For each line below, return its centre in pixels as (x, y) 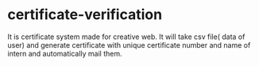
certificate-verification (85, 15)
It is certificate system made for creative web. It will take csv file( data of (126, 37)
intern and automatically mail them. (65, 53)
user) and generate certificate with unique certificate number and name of (129, 45)
